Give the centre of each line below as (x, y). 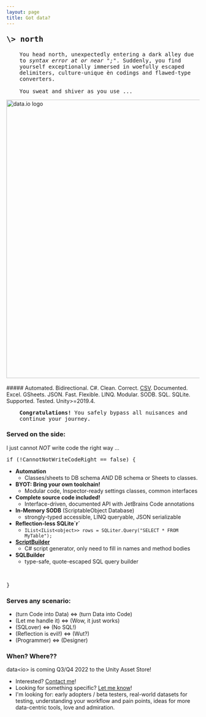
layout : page (23, 12)
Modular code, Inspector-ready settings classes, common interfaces (111, 491)
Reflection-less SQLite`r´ (48, 523)
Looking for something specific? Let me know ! (74, 688)
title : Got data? (29, 18)
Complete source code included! (58, 497)
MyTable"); (38, 536)
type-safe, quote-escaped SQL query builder (82, 561)
